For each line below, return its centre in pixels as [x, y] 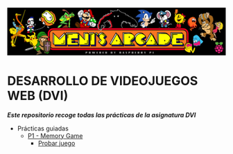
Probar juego [57, 143]
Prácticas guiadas [43, 128]
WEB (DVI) [38, 95]
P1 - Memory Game [55, 135]
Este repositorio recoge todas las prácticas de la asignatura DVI [102, 114]
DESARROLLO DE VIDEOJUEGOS [103, 81]
